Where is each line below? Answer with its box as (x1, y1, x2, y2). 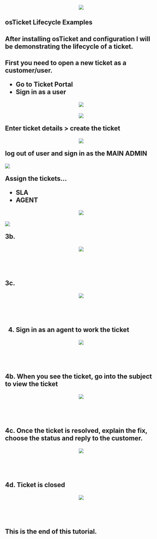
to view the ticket (5, 380, 58, 388)
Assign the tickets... (5, 174, 67, 183)
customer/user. (5, 66, 53, 75)
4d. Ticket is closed (5, 481, 65, 489)
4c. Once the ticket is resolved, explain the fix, (5, 427, 147, 435)
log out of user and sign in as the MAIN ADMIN (5, 149, 147, 158)
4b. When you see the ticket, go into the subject (5, 372, 152, 380)
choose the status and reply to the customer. (5, 434, 143, 443)
